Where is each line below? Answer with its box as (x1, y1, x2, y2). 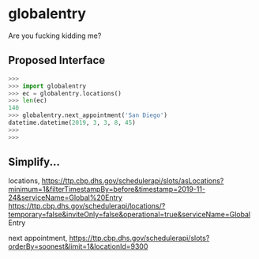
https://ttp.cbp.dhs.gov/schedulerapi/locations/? (8, 201, 166, 211)
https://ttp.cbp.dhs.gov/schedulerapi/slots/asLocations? (41, 176, 224, 186)
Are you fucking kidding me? (8, 31, 102, 40)
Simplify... (8, 156, 61, 169)
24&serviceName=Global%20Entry (8, 193, 122, 202)
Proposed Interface (8, 54, 106, 67)
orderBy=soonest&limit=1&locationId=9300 (8, 242, 148, 251)
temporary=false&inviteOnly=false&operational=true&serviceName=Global (8, 210, 251, 220)
